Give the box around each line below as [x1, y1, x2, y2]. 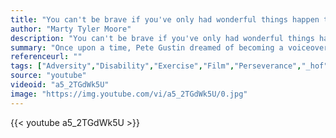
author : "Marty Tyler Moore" [10, 24, 132, 34]
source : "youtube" [10, 71, 87, 81]
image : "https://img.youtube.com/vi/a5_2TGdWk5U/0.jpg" [10, 89, 248, 99]
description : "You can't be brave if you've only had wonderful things [10, 33, 315, 43]
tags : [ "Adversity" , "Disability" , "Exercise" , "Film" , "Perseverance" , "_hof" [10, 61, 329, 71]
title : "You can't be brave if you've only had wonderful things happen [10, 14, 320, 25]
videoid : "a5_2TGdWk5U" [10, 80, 110, 90]
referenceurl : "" [10, 52, 83, 62]
